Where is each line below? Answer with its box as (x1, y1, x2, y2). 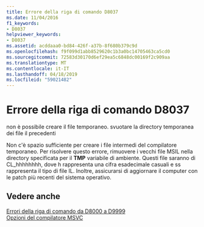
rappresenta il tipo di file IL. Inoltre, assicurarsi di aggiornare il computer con (6, 167, 198, 175)
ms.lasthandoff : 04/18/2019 (6, 71, 78, 77)
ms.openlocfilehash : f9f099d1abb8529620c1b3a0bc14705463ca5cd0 (6, 49, 171, 55)
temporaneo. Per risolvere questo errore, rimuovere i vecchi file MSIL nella (6, 148, 193, 155)
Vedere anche (6, 191, 61, 201)
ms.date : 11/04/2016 (6, 15, 59, 21)
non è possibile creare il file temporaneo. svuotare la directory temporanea (6, 123, 194, 131)
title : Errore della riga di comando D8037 (6, 9, 119, 15)
